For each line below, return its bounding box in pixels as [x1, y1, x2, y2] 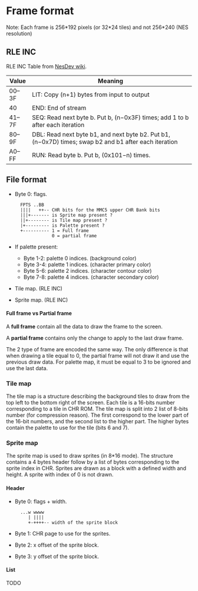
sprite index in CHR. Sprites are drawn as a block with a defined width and [6, 465, 187, 472]
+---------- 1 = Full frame [20, 227, 90, 234]
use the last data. [6, 364, 48, 371]
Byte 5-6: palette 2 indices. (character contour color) [23, 267, 152, 274]
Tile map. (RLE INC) [14, 285, 63, 292]
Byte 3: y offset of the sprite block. [14, 553, 99, 560]
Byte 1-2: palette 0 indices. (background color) [23, 254, 137, 262]
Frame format [6, 4, 74, 18]
